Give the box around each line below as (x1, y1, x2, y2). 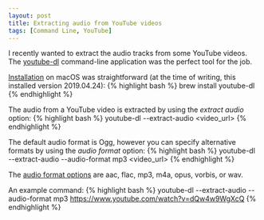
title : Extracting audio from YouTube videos (8, 19, 162, 27)
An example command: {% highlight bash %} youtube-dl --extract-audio (8, 186, 247, 195)
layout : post (8, 11, 52, 20)
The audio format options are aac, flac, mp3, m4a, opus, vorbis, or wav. (8, 170, 243, 180)
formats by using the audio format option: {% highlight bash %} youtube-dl (8, 146, 255, 156)
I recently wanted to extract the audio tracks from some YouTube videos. (8, 49, 247, 58)
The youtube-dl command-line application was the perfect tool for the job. (8, 57, 253, 66)
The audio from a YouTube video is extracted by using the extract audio (8, 105, 245, 114)
